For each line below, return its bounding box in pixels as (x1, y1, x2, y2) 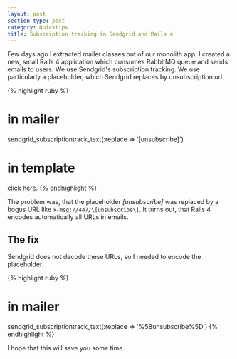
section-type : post (7, 17, 65, 24)
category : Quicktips (7, 24, 69, 31)
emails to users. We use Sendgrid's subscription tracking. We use (7, 65, 201, 74)
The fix (7, 233, 39, 246)
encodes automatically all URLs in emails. (7, 213, 129, 221)
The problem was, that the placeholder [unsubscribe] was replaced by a (7, 198, 219, 206)
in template (7, 160, 76, 176)
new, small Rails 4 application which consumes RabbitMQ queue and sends (7, 58, 228, 66)
